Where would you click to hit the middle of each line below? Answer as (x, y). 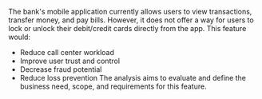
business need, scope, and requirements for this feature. (113, 86)
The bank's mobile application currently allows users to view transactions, (130, 12)
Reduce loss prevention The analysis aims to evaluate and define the (133, 78)
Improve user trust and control (70, 61)
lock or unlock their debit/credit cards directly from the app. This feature (127, 28)
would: (19, 37)
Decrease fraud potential (61, 69)
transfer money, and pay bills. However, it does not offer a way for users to (131, 20)
